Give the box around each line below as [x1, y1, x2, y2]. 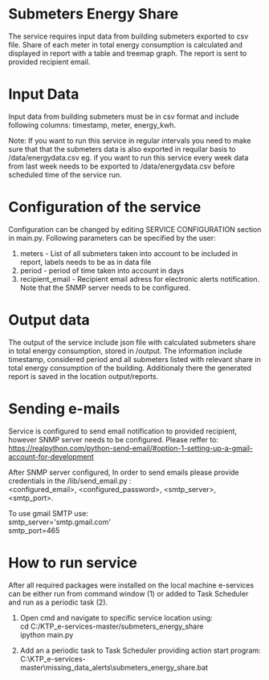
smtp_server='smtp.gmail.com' [8, 517, 111, 527]
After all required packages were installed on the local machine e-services [8, 580, 255, 590]
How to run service [8, 553, 138, 572]
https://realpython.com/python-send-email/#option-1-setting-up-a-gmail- [8, 443, 253, 453]
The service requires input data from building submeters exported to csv [8, 31, 249, 41]
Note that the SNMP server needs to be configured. [19, 283, 191, 292]
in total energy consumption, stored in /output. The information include [8, 346, 243, 356]
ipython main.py [19, 629, 74, 639]
